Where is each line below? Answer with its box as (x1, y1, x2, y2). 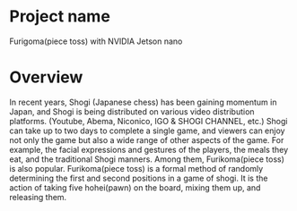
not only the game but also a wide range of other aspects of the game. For (9, 134, 284, 145)
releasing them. (9, 191, 67, 202)
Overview (9, 67, 83, 88)
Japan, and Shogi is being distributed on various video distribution (9, 105, 255, 117)
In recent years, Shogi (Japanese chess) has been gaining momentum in (9, 97, 277, 107)
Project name (9, 6, 110, 27)
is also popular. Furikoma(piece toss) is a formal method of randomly (9, 163, 264, 173)
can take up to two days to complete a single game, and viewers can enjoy (9, 125, 285, 136)
